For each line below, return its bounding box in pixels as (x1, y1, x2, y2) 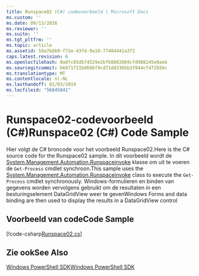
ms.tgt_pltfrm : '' (6, 37, 52, 43)
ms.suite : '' (6, 31, 39, 37)
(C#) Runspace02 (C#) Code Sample (6, 126, 189, 140)
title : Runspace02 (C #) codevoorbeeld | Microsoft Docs (6, 8, 149, 15)
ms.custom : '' (6, 14, 42, 20)
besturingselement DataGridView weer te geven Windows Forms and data (6, 190, 188, 197)
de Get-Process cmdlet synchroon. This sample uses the (6, 165, 144, 172)
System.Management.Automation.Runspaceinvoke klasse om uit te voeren (6, 158, 190, 165)
